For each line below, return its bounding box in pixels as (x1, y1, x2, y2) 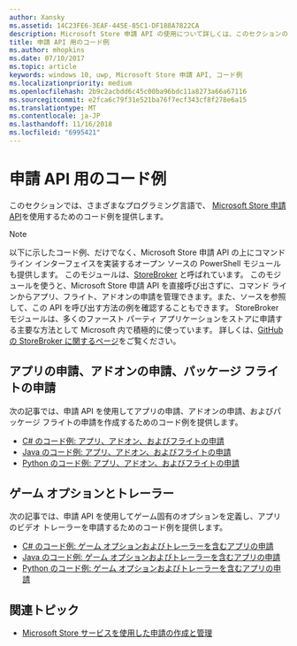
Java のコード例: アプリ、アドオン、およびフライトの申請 (21, 446, 232, 457)
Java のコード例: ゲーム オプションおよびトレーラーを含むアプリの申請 (21, 552, 281, 563)
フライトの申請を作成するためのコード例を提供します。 (42, 417, 243, 427)
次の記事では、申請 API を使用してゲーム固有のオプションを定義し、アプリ (9, 511, 281, 522)
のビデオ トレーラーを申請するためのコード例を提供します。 (9, 522, 228, 533)
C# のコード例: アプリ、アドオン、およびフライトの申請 (21, 435, 225, 446)
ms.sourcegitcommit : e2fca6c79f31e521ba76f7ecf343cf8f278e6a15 (9, 95, 247, 104)
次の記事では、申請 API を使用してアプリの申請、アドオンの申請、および (9, 405, 274, 416)
